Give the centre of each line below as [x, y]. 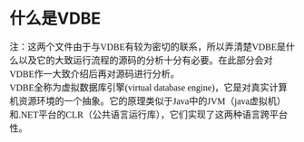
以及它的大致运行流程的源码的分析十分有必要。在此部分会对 [146, 61]
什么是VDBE [55, 19]
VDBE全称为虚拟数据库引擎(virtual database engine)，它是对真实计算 [148, 88]
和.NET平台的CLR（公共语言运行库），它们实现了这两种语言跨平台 [149, 115]
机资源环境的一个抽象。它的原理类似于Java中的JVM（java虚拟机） [148, 101]
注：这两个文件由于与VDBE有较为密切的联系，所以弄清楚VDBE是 [148, 47]
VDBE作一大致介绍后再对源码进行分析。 [94, 74]
